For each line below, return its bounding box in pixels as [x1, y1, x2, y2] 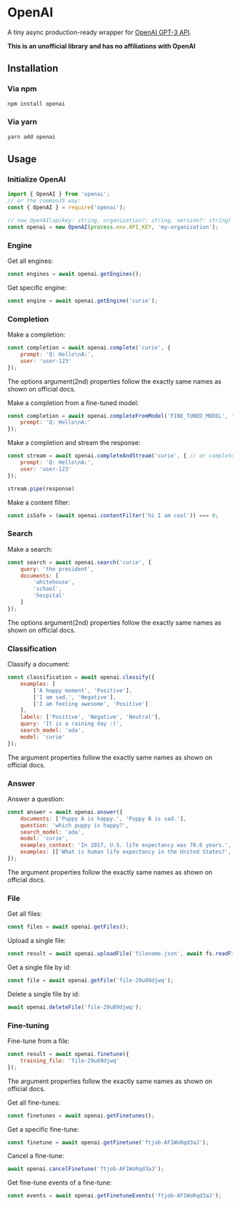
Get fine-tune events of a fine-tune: [7, 1178, 112, 1187]
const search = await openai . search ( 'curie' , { [7, 559, 152, 566]
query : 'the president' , [20, 565, 94, 572]
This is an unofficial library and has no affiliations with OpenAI [7, 41, 196, 50]
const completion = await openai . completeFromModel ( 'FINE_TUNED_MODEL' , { [7, 412, 235, 419]
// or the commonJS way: [7, 197, 81, 204]
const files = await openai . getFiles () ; [7, 923, 130, 931]
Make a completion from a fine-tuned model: [7, 398, 139, 407]
